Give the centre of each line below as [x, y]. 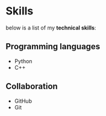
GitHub [23, 101]
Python [23, 61]
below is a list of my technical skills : [51, 28]
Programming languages [53, 47]
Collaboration [32, 86]
